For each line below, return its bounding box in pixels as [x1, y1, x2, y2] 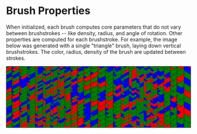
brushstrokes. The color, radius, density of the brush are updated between [6, 48, 186, 55]
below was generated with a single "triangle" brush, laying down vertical [6, 42, 181, 49]
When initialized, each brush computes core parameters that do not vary [6, 23, 182, 30]
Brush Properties [6, 4, 91, 18]
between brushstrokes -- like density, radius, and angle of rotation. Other [6, 29, 183, 36]
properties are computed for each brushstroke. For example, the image [6, 36, 178, 43]
